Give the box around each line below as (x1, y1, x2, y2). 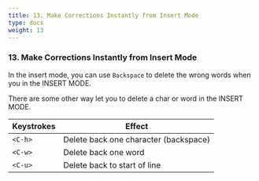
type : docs (8, 19, 44, 27)
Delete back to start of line (62, 159, 161, 170)
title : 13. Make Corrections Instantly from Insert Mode (8, 11, 199, 20)
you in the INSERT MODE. (8, 78, 92, 87)
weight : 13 (8, 26, 44, 34)
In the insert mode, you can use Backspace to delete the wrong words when (8, 70, 252, 79)
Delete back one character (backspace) (62, 134, 211, 145)
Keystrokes (12, 120, 56, 131)
